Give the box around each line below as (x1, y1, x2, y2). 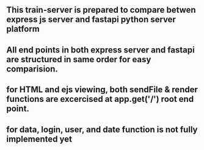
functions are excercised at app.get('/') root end (6, 94, 194, 104)
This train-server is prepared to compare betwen (6, 5, 197, 15)
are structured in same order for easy (6, 54, 151, 65)
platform (6, 24, 40, 34)
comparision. (6, 63, 58, 74)
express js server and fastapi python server (6, 15, 176, 25)
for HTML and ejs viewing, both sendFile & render (6, 85, 199, 95)
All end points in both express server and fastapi (6, 45, 195, 55)
